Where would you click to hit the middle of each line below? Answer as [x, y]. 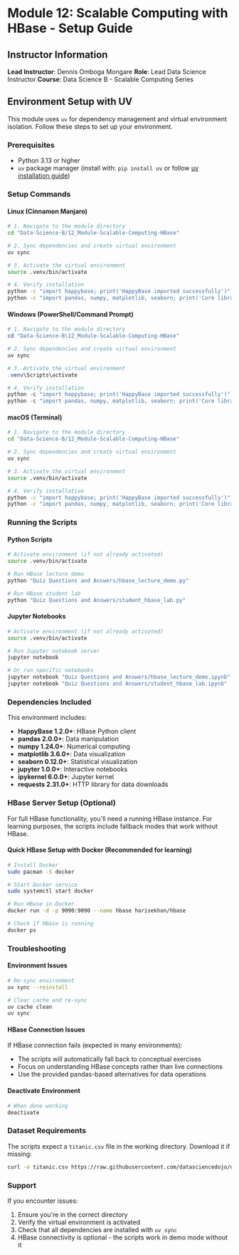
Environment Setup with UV [70, 102]
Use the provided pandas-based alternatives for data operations [112, 1074]
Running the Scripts [42, 522]
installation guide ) [44, 176]
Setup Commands [39, 194]
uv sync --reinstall [38, 987]
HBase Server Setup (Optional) [62, 803]
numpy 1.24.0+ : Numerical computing [74, 746]
